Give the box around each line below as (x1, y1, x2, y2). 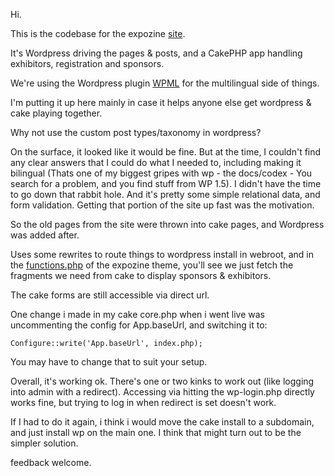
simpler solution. (10, 437, 79, 449)
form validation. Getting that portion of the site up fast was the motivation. (10, 199, 315, 211)
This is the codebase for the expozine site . (10, 28, 186, 39)
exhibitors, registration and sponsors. (10, 58, 165, 69)
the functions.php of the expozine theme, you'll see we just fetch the (10, 259, 294, 271)
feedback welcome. (10, 457, 92, 468)
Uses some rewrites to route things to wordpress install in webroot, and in (10, 249, 315, 260)
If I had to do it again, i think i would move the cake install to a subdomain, (10, 416, 315, 428)
